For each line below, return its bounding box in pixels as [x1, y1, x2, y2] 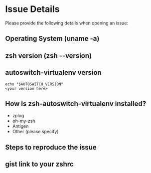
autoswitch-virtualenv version [5, 68, 102, 77]
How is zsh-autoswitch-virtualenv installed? [5, 99, 146, 108]
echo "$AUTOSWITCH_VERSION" [5, 81, 64, 87]
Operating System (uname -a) [5, 34, 100, 43]
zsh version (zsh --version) [5, 51, 92, 60]
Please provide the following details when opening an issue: [5, 20, 129, 26]
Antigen [12, 123, 29, 129]
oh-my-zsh [12, 118, 36, 124]
